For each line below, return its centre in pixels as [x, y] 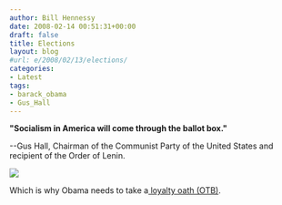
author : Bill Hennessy [52, 18]
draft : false [34, 35]
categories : [32, 69]
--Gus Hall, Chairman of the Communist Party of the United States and [141, 146]
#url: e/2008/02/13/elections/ [69, 60]
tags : [20, 86]
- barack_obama [38, 94]
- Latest [26, 77]
